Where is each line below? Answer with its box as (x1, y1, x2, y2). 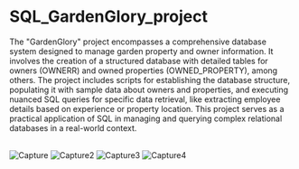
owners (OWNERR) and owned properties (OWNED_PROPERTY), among (9, 65, 278, 76)
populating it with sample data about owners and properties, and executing (9, 84, 289, 95)
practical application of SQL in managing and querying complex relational (9, 113, 283, 124)
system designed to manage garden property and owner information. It (9, 45, 274, 56)
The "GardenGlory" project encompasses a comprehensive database (9, 36, 266, 47)
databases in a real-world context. (9, 122, 137, 133)
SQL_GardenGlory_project (9, 6, 208, 27)
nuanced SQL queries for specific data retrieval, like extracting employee (9, 93, 281, 105)
